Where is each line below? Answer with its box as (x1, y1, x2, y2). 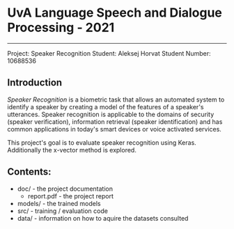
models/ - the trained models (17, 199, 101, 207)
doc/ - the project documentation (17, 184, 114, 193)
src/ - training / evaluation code (17, 207, 108, 215)
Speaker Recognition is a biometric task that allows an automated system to (7, 95, 225, 104)
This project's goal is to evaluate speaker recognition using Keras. (7, 138, 196, 147)
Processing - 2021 (7, 19, 115, 35)
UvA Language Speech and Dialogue (7, 5, 223, 21)
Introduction (7, 77, 63, 88)
